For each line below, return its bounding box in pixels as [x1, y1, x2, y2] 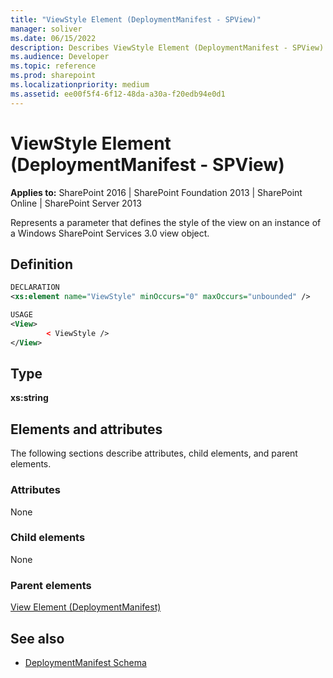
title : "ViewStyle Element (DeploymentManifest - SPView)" [10, 14, 262, 25]
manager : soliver [10, 24, 83, 34]
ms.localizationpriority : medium [10, 80, 150, 90]
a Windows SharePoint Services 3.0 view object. [10, 227, 210, 239]
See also [10, 630, 65, 647]
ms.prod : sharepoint [10, 71, 97, 81]
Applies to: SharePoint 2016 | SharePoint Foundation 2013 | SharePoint [10, 186, 303, 198]
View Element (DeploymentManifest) [10, 601, 162, 613]
